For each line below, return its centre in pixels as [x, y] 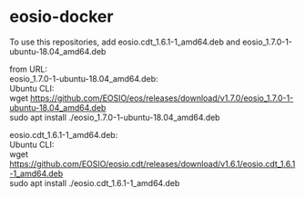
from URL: [29, 69]
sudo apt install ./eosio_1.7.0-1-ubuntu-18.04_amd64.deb [115, 117]
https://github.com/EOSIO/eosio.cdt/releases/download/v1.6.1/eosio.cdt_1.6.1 [152, 163]
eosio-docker [61, 17]
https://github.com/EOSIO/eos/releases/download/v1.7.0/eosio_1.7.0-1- [162, 98]
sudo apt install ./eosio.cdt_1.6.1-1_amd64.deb [95, 182]
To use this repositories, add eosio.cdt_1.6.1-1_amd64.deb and [125, 42]
